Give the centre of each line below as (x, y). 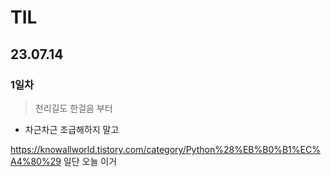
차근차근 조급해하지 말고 (72, 129)
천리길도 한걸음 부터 (73, 108)
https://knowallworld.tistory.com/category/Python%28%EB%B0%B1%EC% (165, 149)
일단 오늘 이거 (90, 161)
